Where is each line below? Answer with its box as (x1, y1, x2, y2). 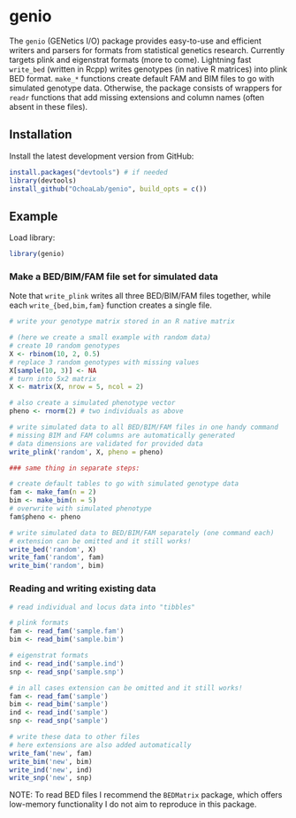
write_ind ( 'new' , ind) (9, 765, 93, 775)
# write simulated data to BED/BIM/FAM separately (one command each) (9, 528, 275, 537)
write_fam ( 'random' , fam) (9, 553, 104, 562)
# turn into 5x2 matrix (9, 374, 97, 383)
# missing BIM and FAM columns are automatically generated (9, 431, 236, 440)
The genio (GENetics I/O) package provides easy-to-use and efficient (9, 35, 262, 46)
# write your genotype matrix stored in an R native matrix (9, 317, 236, 326)
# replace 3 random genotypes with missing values (9, 357, 200, 367)
